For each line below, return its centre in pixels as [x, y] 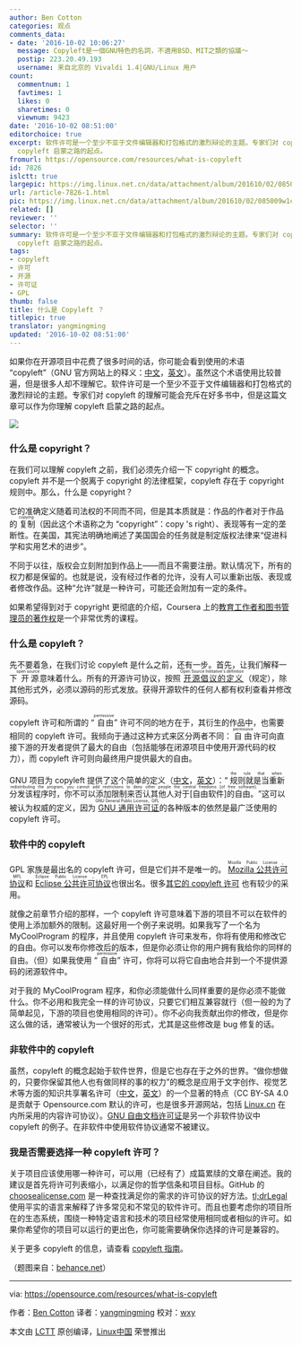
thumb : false [34, 301]
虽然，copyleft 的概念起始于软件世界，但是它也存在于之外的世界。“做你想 [145, 1071]
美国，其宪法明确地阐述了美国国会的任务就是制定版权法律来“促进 [160, 536]
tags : [19, 251]
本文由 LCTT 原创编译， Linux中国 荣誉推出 [88, 1332]
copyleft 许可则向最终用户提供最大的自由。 [118, 758]
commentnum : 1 [43, 84]
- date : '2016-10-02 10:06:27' [68, 43]
